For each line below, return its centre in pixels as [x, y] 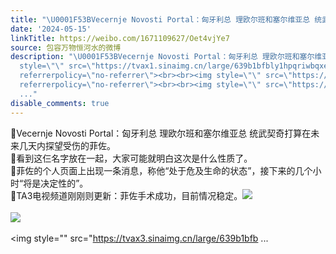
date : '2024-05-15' [51, 29]
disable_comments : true [60, 103]
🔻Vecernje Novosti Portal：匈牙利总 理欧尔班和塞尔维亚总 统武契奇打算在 [161, 133]
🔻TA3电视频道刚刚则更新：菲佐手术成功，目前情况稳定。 [126, 195]
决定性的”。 [64, 183]
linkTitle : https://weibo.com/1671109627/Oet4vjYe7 [120, 38]
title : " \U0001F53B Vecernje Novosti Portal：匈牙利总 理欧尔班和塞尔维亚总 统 [166, 19]
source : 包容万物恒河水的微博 [66, 47]
